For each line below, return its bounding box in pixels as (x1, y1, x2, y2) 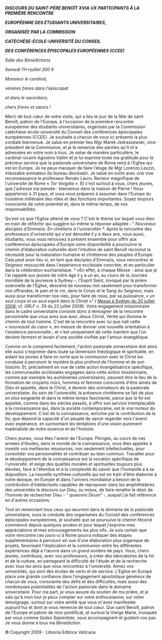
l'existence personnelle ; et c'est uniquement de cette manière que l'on (5, 329, 147, 335)
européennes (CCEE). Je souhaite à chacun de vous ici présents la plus (5, 134, 147, 140)
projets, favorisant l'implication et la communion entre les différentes (5, 543, 142, 548)
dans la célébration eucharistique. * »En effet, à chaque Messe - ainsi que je (5, 267, 157, 273)
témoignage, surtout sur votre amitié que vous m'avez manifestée (5, 599, 136, 605)
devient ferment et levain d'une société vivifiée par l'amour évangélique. (5, 334, 149, 340)
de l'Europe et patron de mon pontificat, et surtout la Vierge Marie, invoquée (5, 609, 157, 615)
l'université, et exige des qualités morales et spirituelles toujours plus (5, 461, 143, 467)
